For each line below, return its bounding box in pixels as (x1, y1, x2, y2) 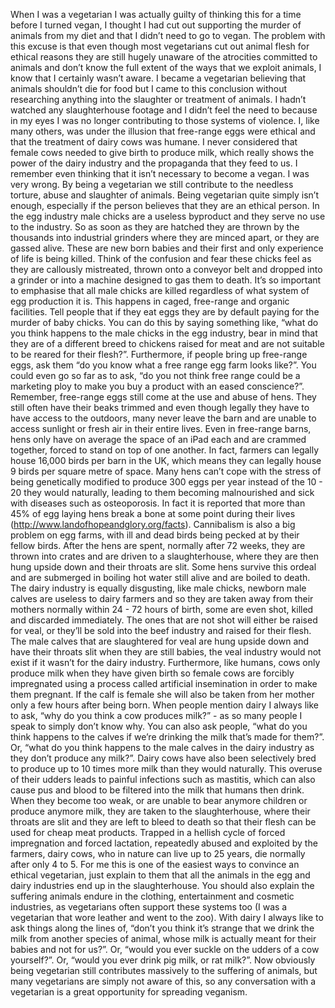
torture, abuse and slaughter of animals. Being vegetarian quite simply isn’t (10, 189, 319, 201)
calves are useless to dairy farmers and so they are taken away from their (10, 593, 314, 604)
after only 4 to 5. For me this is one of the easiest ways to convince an (10, 859, 300, 870)
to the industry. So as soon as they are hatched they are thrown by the (10, 221, 300, 233)
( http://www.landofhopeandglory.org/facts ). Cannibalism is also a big (10, 519, 296, 530)
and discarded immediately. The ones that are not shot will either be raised (10, 614, 318, 626)
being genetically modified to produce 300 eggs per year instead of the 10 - (10, 476, 323, 488)
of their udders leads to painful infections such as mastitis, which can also (10, 774, 316, 785)
